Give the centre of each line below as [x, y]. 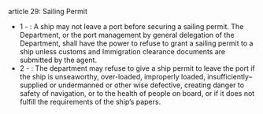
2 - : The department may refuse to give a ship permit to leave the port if [137, 68]
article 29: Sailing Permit [48, 11]
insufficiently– [230, 77]
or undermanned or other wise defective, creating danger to [147, 85]
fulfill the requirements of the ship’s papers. [90, 102]
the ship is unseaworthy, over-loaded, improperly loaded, [113, 77]
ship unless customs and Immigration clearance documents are [122, 51]
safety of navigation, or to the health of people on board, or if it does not [137, 93]
